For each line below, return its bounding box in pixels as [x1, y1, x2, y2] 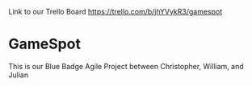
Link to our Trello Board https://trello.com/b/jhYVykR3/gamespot [8, 7, 223, 16]
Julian [8, 70, 29, 80]
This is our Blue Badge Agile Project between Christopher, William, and [8, 61, 244, 71]
